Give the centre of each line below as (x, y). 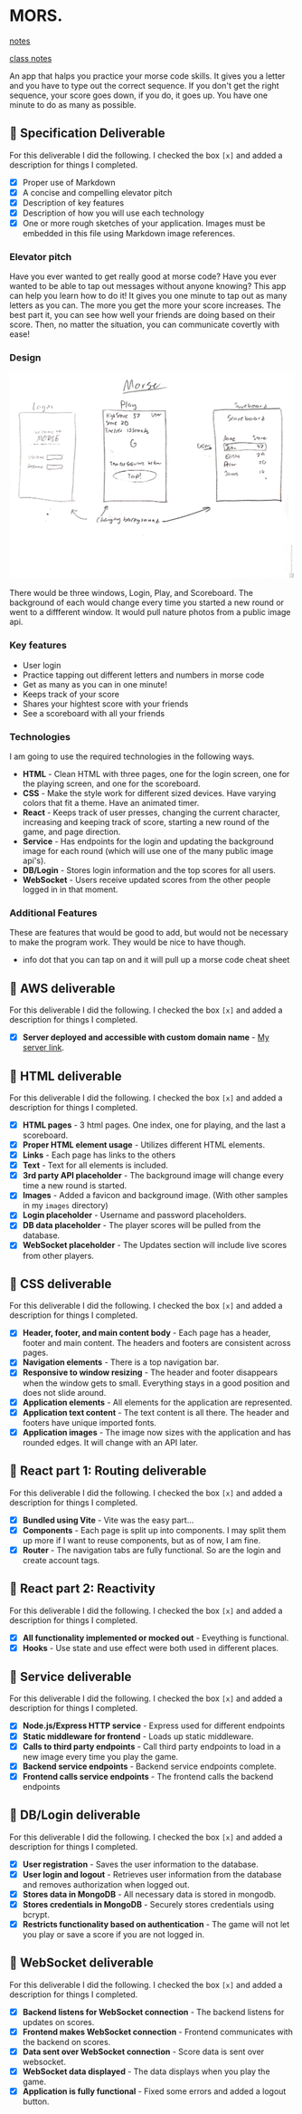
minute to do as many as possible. (73, 104)
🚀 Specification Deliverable (87, 134)
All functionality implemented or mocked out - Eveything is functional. (156, 1638)
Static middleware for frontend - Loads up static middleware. (138, 1736)
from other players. (58, 1255)
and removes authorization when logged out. (106, 1884)
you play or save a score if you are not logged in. (113, 1934)
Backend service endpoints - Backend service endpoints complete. (150, 1766)
